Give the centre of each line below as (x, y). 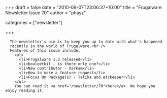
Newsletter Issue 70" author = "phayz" (46, 13)
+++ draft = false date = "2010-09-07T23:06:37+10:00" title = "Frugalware (83, 7)
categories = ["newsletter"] (34, 23)
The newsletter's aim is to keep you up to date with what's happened (86, 42)
